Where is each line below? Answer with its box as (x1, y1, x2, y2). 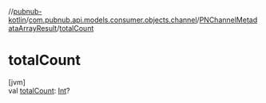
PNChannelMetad (199, 15, 258, 25)
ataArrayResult (8, 24, 58, 32)
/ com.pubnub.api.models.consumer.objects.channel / (26, 15, 200, 25)
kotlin (8, 15, 26, 25)
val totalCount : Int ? (8, 86, 70, 95)
